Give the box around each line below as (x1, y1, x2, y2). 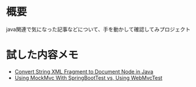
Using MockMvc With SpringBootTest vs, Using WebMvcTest (14, 74, 163, 81)
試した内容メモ (6, 48, 79, 62)
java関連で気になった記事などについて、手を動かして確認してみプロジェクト (6, 26, 191, 33)
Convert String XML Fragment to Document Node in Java (14, 68, 154, 75)
